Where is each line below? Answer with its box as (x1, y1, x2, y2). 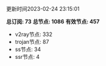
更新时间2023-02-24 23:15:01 (6, 5, 80, 12)
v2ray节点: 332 (14, 31, 53, 38)
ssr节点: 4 (14, 53, 40, 60)
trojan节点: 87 (14, 38, 49, 45)
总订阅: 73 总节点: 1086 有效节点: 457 (6, 18, 100, 25)
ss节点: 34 (14, 46, 41, 53)
